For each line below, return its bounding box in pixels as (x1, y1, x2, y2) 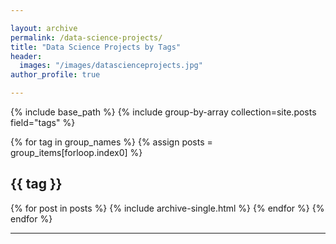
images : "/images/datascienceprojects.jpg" (19, 61, 203, 71)
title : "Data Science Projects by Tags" (10, 42, 182, 52)
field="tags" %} (10, 117, 76, 128)
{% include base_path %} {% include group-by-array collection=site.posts (10, 106, 317, 118)
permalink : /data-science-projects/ (10, 32, 163, 43)
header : (10, 51, 43, 61)
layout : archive (10, 23, 78, 33)
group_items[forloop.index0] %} (10, 147, 143, 158)
